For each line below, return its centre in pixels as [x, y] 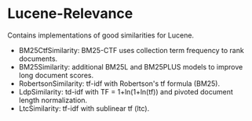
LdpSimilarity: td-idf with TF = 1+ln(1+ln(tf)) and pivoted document [126, 91]
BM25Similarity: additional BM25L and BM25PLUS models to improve [131, 66]
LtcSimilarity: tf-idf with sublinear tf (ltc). [84, 108]
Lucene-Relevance [70, 14]
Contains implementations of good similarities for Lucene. [100, 35]
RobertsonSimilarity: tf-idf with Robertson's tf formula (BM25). [119, 84]
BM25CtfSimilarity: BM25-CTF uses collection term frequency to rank [131, 50]
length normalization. [53, 100]
